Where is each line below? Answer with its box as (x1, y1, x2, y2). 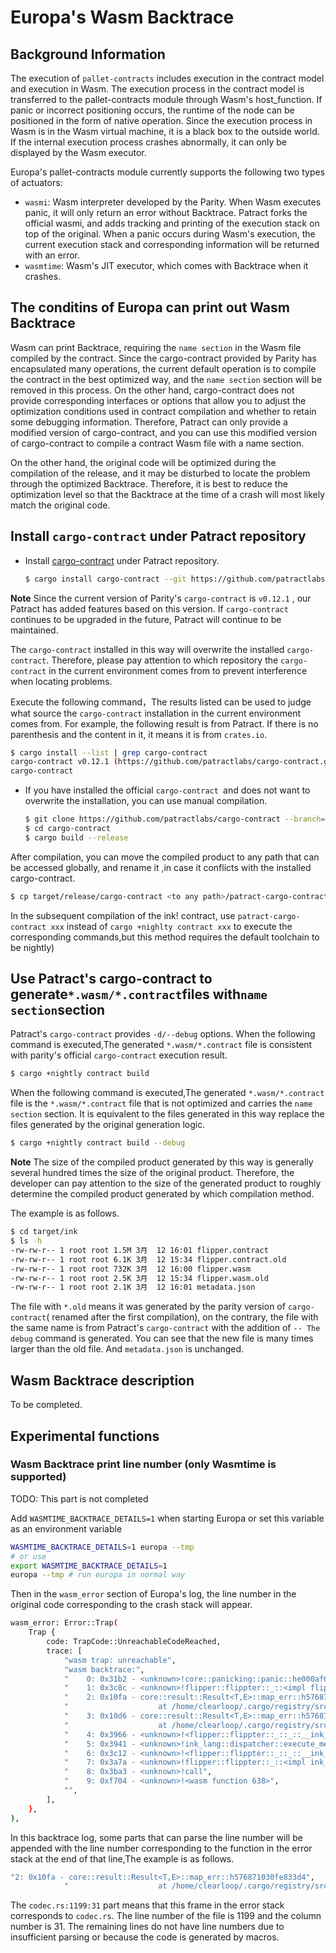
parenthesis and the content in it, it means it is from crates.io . (10, 728, 268, 740)
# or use (10, 1551, 47, 1561)
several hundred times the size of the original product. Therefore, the (10, 1167, 295, 1179)
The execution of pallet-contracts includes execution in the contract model (10, 72, 325, 84)
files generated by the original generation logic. (10, 1119, 206, 1131)
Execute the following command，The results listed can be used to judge (10, 696, 312, 708)
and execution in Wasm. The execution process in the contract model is (10, 83, 305, 95)
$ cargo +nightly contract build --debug (10, 1138, 186, 1148)
